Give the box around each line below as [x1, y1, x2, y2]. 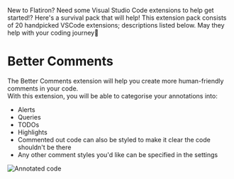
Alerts [17, 105, 35, 114]
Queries [17, 112, 41, 121]
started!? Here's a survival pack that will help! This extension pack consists [7, 13, 227, 22]
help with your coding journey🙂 [7, 28, 99, 37]
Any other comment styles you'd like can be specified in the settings [17, 150, 218, 158]
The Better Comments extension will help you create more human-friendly [7, 76, 224, 85]
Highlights [17, 127, 48, 137]
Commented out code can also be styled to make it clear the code [17, 135, 211, 144]
